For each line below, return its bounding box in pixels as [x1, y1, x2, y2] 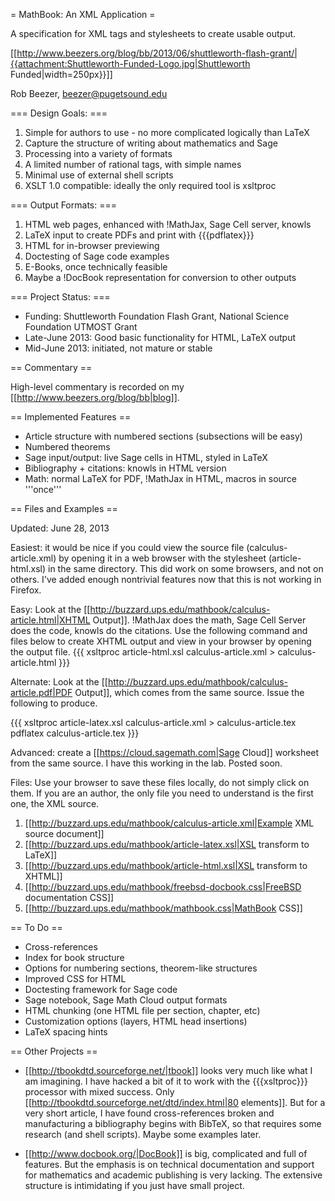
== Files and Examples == [10, 503, 118, 514]
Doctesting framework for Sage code [24, 984, 178, 995]
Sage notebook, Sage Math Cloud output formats [24, 994, 228, 1006]
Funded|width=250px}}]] [10, 69, 113, 80]
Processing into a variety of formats [24, 148, 173, 159]
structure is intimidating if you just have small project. [24, 1180, 245, 1191]
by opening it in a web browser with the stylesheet [58, 552, 267, 564]
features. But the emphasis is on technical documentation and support [24, 1159, 315, 1170]
